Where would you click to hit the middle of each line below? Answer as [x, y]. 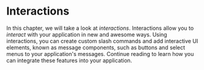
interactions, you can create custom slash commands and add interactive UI [102, 41]
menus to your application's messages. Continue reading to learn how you [100, 54]
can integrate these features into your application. [69, 60]
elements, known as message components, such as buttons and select [96, 47]
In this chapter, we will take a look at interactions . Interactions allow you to [100, 28]
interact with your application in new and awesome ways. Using [87, 34]
